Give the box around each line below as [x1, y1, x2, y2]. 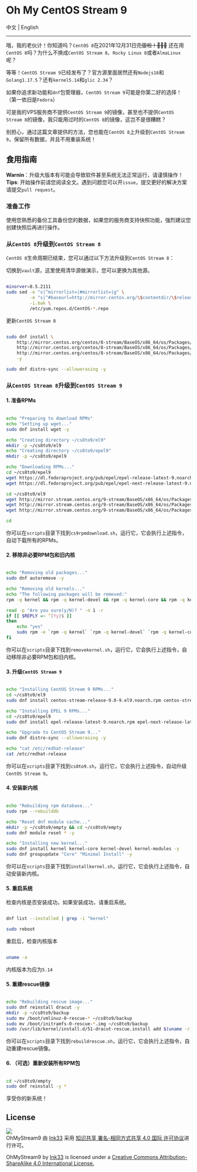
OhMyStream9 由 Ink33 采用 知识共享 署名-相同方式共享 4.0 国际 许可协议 [6, 1134, 185, 1141]
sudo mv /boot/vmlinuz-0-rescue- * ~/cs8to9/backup [6, 1015, 133, 1021]
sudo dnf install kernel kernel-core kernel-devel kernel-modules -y [6, 846, 180, 852]
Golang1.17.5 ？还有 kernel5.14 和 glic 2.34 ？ [6, 76, 113, 83]
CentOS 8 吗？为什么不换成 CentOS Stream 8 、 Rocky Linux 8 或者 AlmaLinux [6, 49, 181, 56]
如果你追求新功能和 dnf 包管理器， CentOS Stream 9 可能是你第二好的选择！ [6, 89, 182, 96]
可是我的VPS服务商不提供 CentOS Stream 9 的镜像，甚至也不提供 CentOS [6, 108, 174, 115]
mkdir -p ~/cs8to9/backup [6, 1010, 69, 1016]
